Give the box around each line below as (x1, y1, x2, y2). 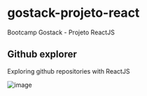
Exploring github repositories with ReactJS (7, 67, 130, 75)
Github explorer (7, 48, 77, 60)
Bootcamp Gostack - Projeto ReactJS (7, 28, 115, 36)
